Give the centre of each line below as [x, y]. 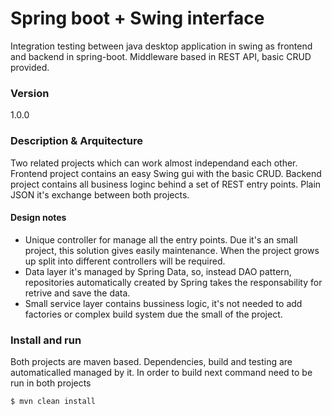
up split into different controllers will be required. [125, 261]
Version [30, 93]
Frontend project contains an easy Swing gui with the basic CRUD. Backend [166, 173]
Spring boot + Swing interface [137, 18]
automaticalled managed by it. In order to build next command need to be [161, 373]
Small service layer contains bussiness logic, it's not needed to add [163, 303]
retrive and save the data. [77, 293]
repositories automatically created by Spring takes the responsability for [173, 282]
